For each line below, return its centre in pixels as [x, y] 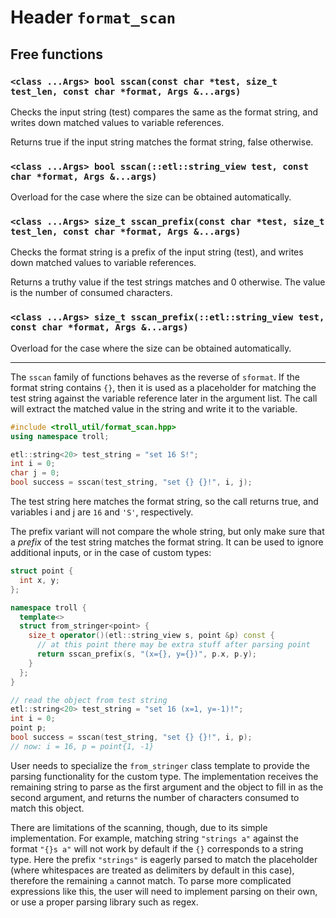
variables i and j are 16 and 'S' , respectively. [102, 512]
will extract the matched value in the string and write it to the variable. [154, 408]
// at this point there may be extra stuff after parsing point [173, 645]
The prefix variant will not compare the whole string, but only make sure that [167, 532]
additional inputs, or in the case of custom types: [111, 553]
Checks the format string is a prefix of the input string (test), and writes [157, 252]
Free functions [56, 54]
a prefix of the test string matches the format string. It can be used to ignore [167, 542]
